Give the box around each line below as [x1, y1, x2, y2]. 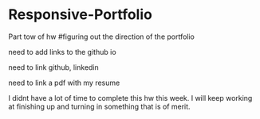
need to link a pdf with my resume [8, 78, 120, 87]
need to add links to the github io [8, 47, 117, 56]
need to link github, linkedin [8, 62, 100, 72]
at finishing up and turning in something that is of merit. [8, 102, 191, 111]
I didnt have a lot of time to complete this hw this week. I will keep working [8, 93, 253, 102]
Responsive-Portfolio [8, 6, 153, 24]
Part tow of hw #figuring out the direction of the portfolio [8, 32, 195, 41]
